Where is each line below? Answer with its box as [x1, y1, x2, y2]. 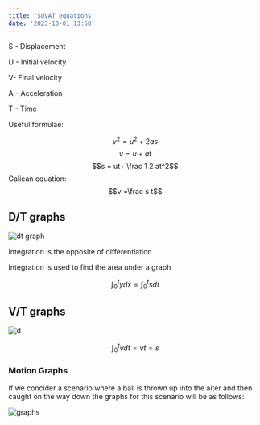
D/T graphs [8, 210, 66, 224]
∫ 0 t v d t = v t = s [111, 341, 159, 354]
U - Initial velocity [8, 57, 67, 67]
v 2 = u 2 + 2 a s [112, 134, 159, 146]
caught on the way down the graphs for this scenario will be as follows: [8, 391, 245, 401]
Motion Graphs [8, 365, 68, 376]
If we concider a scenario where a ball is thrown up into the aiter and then [8, 383, 253, 393]
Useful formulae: [8, 119, 64, 129]
